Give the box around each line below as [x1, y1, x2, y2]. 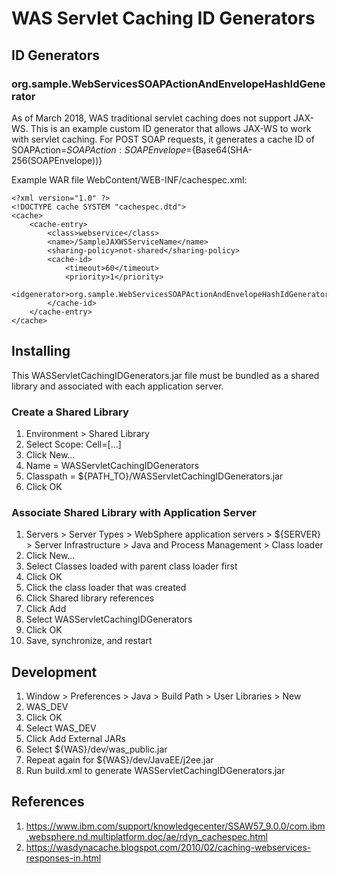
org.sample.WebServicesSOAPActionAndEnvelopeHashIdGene [11, 77, 326, 91]
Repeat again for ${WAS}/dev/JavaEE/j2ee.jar [25, 754, 214, 766]
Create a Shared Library [11, 405, 129, 419]
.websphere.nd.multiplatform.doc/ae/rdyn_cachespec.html [25, 830, 268, 842]
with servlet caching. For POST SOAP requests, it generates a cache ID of [11, 133, 315, 145]
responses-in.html [25, 852, 102, 864]
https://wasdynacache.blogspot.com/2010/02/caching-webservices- [25, 841, 312, 853]
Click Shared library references [25, 592, 155, 604]
